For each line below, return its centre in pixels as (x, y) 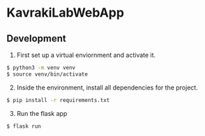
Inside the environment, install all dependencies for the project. (107, 87)
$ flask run (24, 126)
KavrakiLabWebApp (66, 13)
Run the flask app (42, 113)
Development (37, 39)
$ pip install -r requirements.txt (58, 100)
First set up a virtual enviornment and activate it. (86, 55)
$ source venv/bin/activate (47, 74)
